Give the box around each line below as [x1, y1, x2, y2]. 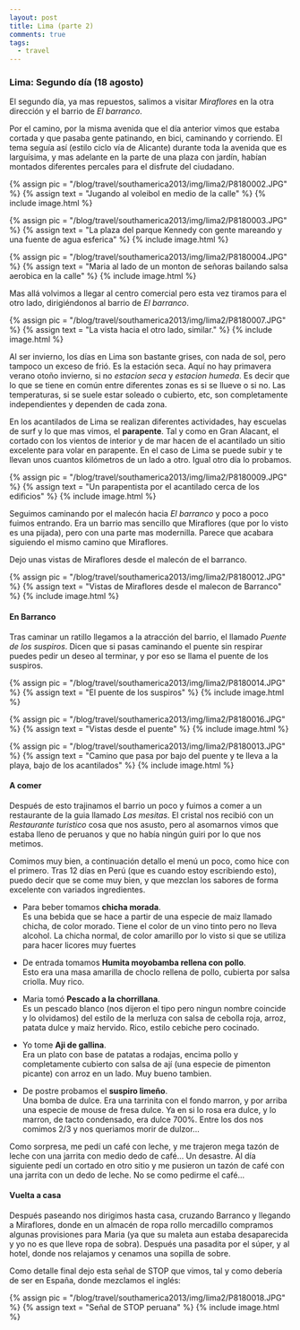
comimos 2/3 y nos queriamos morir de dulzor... [21, 1123, 200, 1134]
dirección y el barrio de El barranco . [9, 106, 143, 117]
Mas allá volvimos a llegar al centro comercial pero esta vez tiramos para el [9, 288, 287, 299]
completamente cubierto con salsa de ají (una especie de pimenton [21, 1058, 271, 1069]
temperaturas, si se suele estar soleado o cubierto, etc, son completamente [9, 389, 288, 400]
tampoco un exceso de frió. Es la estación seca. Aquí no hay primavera [9, 361, 271, 372]
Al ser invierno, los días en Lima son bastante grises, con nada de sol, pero [9, 352, 287, 362]
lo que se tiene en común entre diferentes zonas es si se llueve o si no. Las [9, 380, 287, 391]
